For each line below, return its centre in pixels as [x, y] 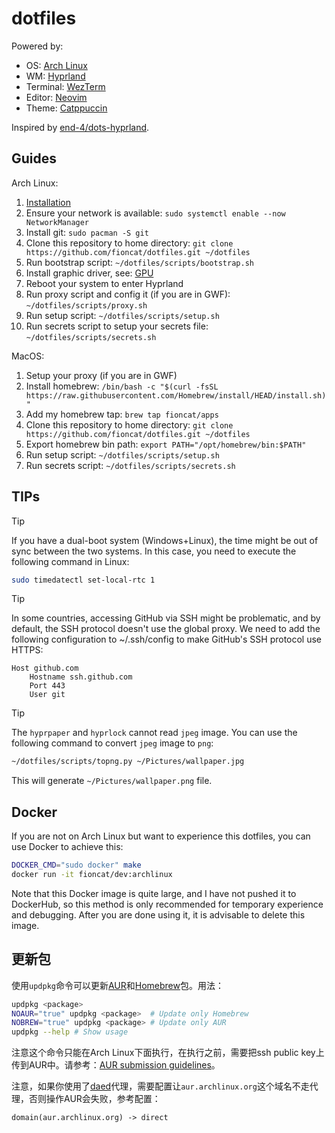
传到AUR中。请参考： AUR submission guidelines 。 [116, 1065]
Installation [48, 202]
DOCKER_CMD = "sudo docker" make [76, 865]
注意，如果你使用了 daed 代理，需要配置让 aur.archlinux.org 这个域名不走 [160, 1086]
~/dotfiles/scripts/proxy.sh [86, 305]
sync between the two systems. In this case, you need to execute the [154, 551]
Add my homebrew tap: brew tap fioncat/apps [122, 414]
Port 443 [47, 686]
